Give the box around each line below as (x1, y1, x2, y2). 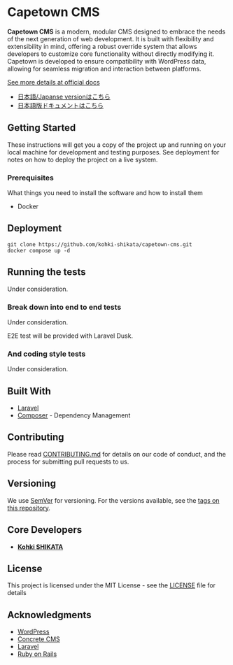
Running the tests (7, 266, 86, 278)
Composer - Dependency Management (17, 411, 131, 420)
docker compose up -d (7, 247, 71, 254)
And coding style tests (7, 349, 86, 359)
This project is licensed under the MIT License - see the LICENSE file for (7, 581, 216, 589)
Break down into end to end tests (7, 302, 122, 312)
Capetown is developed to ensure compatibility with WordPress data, (7, 57, 206, 65)
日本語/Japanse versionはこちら (17, 92, 111, 101)
